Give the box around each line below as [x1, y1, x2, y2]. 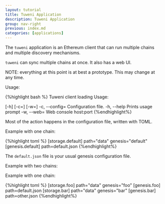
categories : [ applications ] [5, 31, 64, 36]
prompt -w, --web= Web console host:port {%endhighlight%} [5, 109, 132, 115]
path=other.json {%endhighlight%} [5, 193, 77, 198]
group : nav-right [5, 21, 41, 27]
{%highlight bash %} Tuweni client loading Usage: [5, 94, 109, 100]
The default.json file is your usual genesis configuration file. [5, 153, 131, 159]
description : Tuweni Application [5, 17, 75, 22]
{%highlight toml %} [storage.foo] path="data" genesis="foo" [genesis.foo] [5, 182, 161, 188]
